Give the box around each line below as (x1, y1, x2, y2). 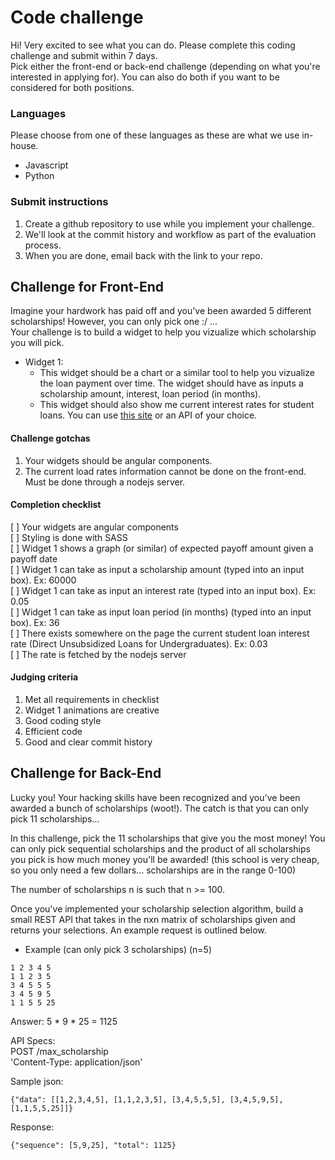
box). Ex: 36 (10, 616, 60, 628)
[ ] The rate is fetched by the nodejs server (10, 648, 187, 660)
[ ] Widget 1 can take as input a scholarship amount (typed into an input (10, 563, 305, 575)
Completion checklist (10, 499, 102, 511)
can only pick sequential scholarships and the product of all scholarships (10, 842, 311, 855)
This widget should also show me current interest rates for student (39, 399, 315, 411)
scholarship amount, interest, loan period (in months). (39, 388, 262, 400)
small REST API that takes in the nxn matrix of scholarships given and (10, 913, 296, 925)
